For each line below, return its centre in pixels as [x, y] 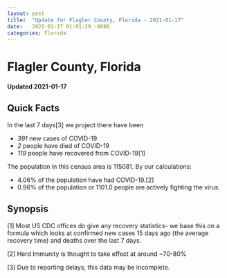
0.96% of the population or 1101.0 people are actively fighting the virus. [118, 187]
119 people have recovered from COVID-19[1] [81, 153]
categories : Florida [37, 33]
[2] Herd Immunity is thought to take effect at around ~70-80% [97, 254]
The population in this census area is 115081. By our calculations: [100, 166]
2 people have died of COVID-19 [63, 145]
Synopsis [28, 209]
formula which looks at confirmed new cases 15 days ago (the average [108, 233]
